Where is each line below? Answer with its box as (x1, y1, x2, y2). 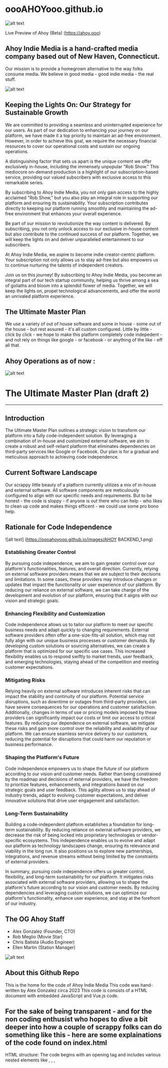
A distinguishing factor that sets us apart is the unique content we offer (5, 158, 151, 164)
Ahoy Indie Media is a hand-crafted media (5, 44, 138, 53)
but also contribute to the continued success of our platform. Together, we (5, 231, 159, 237)
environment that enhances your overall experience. (14, 210, 122, 216)
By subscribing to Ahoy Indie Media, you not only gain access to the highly (5, 189, 159, 195)
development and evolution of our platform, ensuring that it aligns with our (5, 592, 158, 598)
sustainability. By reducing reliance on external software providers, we (15, 827, 161, 833)
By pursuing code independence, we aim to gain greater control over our (5, 560, 155, 566)
